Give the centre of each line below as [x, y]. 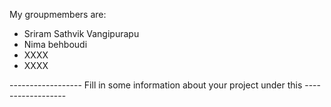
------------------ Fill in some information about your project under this [156, 85]
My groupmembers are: [58, 14]
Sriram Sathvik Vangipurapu [81, 33]
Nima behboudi [55, 44]
